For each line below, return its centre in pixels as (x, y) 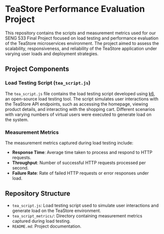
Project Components (37, 69)
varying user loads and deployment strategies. (52, 53)
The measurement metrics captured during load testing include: (69, 143)
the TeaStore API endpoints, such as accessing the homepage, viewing (77, 104)
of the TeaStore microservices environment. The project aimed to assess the (82, 43)
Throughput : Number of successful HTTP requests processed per (79, 163)
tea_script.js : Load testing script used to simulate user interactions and (85, 205)
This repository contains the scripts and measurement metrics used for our (81, 33)
